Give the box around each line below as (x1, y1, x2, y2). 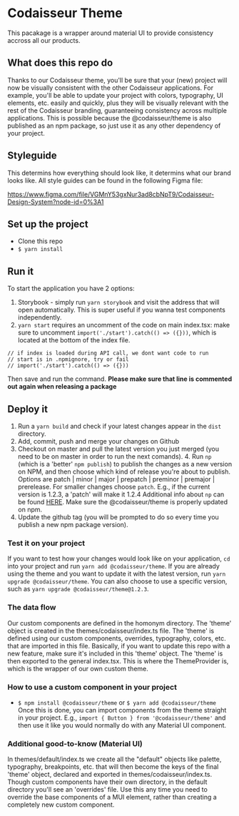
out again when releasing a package (7, 382, 117, 391)
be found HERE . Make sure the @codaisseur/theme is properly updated (17, 498, 228, 506)
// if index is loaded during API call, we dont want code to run (7, 350, 209, 357)
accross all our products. (7, 36, 81, 44)
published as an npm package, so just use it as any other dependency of (7, 121, 221, 130)
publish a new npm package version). (17, 521, 128, 529)
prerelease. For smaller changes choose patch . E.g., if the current (17, 483, 210, 491)
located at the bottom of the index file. (17, 336, 131, 345)
